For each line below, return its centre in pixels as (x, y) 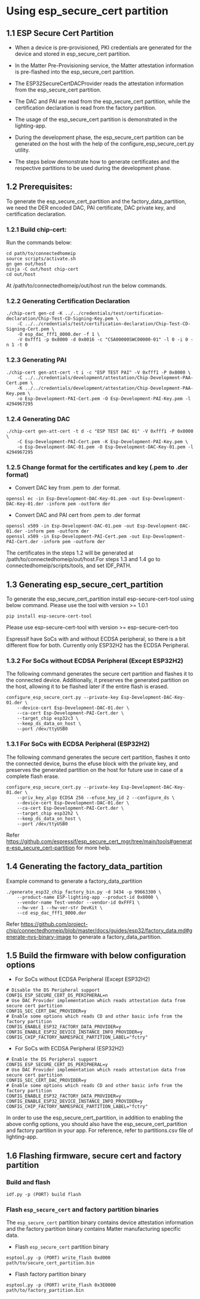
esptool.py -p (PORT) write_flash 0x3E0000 (61, 1285)
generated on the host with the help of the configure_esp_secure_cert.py (104, 144)
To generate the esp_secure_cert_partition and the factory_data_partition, (96, 201)
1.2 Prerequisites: (39, 187)
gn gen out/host (26, 264)
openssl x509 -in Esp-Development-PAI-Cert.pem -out (73, 537)
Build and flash (28, 1182)
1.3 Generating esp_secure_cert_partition (85, 584)
